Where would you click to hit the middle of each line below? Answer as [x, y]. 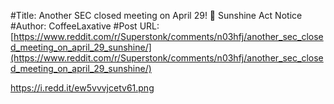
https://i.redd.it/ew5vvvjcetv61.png [82, 88]
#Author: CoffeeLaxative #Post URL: [85, 26]
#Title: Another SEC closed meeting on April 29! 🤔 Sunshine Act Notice [156, 15]
